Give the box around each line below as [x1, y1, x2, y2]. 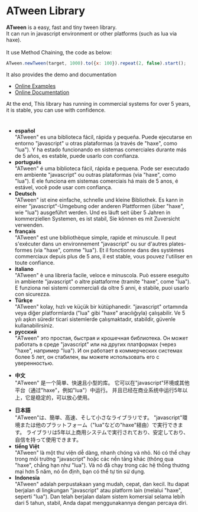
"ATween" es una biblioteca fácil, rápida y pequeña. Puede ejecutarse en [14, 134, 192, 140]
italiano [14, 265, 34, 273]
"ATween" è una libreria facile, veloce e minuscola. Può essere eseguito [14, 272, 189, 278]
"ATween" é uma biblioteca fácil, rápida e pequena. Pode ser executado [14, 165, 190, 172]
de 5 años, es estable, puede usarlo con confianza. [14, 153, 140, 159]
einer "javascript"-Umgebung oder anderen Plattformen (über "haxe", [14, 203, 184, 209]
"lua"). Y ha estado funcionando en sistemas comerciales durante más [14, 146, 187, 153]
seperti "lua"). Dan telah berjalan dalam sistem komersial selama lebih [14, 493, 185, 500]
